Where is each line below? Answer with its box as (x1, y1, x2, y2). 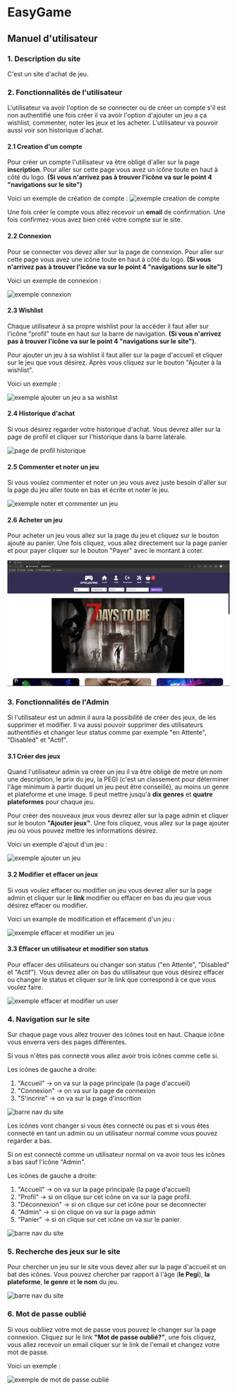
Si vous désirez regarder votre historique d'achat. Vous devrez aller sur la (7, 425, 221, 433)
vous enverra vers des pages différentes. (7, 1038, 127, 1046)
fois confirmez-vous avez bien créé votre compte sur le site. (7, 215, 183, 224)
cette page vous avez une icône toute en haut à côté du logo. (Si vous (7, 255, 212, 263)
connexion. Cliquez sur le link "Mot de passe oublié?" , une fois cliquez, (7, 1332, 217, 1341)
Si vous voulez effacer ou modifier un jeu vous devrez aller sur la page (7, 886, 212, 894)
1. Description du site (7, 54, 81, 64)
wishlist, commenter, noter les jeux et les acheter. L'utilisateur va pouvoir (7, 118, 219, 127)
